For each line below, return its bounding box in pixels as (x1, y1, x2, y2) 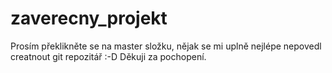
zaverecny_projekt (10, 7, 168, 30)
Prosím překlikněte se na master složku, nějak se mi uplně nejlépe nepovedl (10, 40, 322, 52)
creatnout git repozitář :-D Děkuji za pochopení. (10, 50, 207, 62)
